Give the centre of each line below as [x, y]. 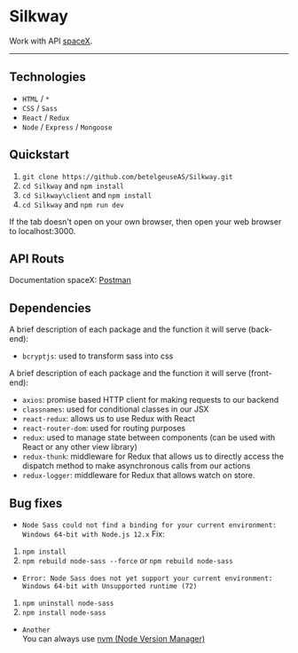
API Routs [37, 259]
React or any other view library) [79, 447]
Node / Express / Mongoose [67, 127]
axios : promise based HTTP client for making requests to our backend [150, 400]
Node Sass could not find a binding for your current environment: [149, 525]
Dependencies [50, 308]
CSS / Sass [39, 107]
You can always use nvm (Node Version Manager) [114, 639]
